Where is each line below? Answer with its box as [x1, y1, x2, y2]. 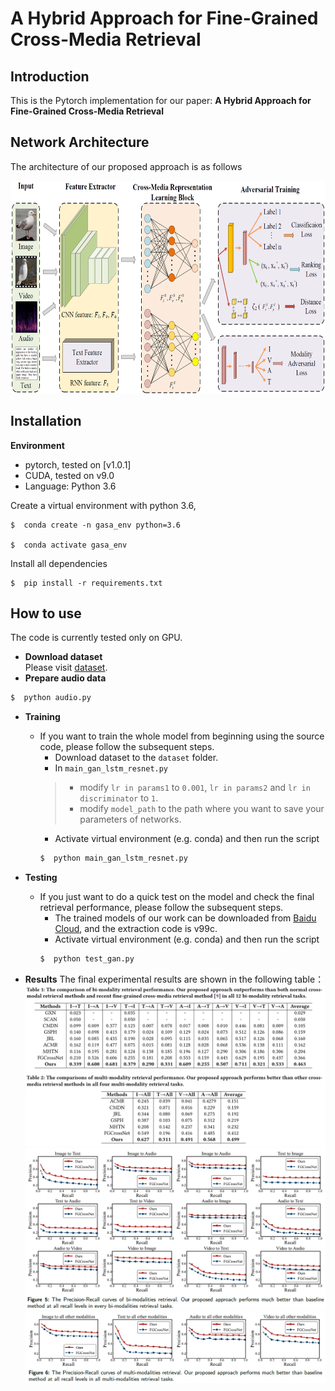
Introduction [10, 68, 90, 85]
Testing [24, 872, 58, 884]
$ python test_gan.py [39, 954, 135, 964]
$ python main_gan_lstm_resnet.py [39, 853, 188, 864]
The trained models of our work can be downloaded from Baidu [54, 912, 317, 924]
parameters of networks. [79, 813, 182, 826]
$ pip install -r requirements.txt [10, 578, 163, 588]
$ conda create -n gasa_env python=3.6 [10, 520, 182, 530]
